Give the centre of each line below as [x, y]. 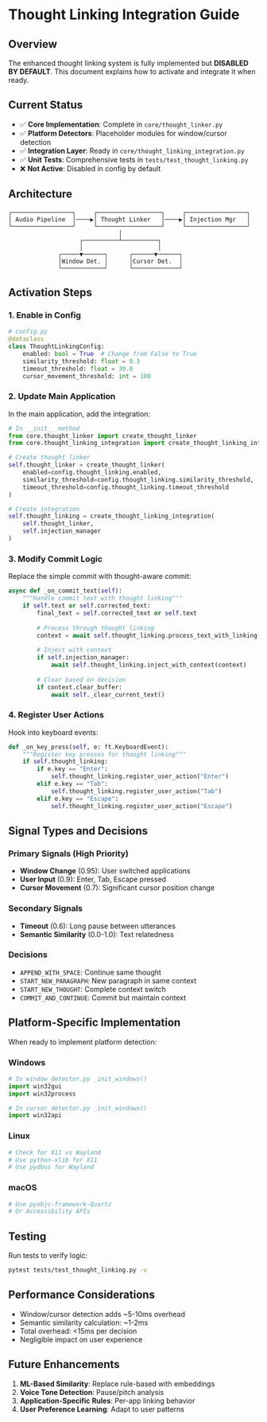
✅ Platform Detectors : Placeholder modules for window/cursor [124, 133]
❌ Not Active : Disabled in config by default [90, 168]
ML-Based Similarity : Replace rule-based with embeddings [117, 1384]
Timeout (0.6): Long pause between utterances [98, 926]
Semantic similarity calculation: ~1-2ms [84, 1322]
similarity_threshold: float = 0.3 [81, 361]
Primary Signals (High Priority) [69, 854]
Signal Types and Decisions [78, 831]
